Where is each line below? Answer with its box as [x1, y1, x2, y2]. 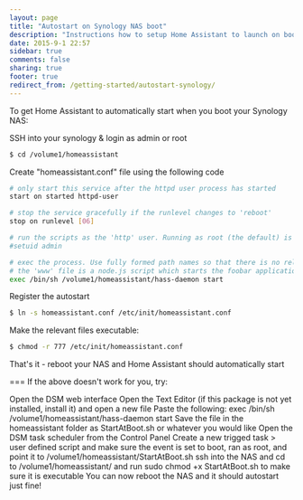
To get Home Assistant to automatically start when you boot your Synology [9, 105, 289, 116]
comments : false [9, 55, 70, 64]
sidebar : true [9, 47, 63, 56]
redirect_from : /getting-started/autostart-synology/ [9, 80, 216, 90]
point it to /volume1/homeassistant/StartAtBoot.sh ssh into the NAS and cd [9, 451, 286, 462]
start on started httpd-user [9, 192, 119, 202]
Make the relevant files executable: [9, 325, 140, 335]
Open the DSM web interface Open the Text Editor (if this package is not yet [9, 394, 292, 405]
